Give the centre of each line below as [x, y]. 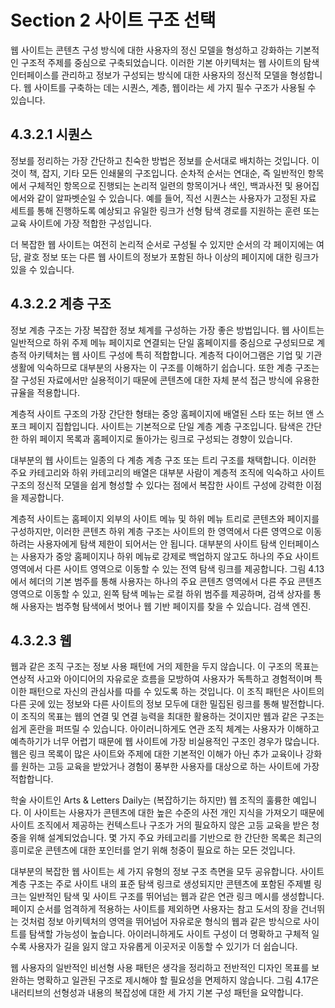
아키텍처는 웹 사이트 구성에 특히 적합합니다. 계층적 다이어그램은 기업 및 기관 [175, 355]
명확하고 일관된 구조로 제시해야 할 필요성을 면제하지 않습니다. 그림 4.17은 [178, 980]
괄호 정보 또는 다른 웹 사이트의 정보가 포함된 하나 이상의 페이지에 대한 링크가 [171, 257]
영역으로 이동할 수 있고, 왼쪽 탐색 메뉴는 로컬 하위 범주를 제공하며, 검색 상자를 [161, 593]
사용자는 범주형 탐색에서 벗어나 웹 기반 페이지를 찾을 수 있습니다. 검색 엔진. [166, 606]
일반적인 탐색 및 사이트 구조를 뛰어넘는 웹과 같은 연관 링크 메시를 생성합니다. [176, 897]
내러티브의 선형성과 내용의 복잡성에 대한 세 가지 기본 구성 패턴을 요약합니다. [157, 993]
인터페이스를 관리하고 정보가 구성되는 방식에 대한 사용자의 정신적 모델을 [149, 75]
